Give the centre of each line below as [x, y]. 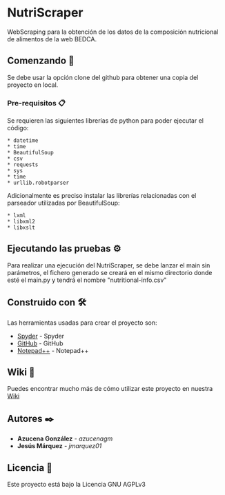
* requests [23, 165]
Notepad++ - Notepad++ [53, 350]
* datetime [23, 141]
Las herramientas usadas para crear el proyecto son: [82, 323]
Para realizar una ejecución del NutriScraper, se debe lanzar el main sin [109, 265]
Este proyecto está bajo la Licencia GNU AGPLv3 [77, 485]
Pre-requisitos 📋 [36, 103]
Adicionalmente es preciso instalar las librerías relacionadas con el [102, 196]
